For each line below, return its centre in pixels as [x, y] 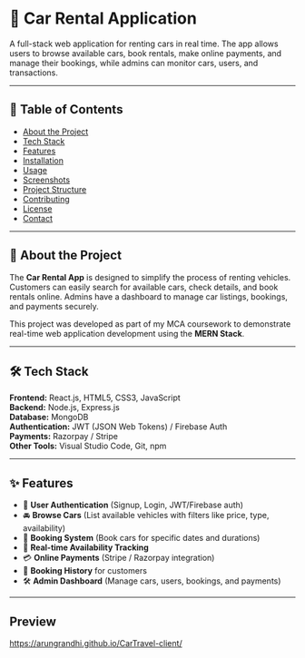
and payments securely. [54, 306]
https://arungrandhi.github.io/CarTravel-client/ [96, 643]
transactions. [34, 73]
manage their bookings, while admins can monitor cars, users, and [134, 63]
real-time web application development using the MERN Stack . [127, 333]
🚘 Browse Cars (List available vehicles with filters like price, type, [146, 516]
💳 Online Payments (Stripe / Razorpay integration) [118, 558]
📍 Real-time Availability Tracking [86, 547]
